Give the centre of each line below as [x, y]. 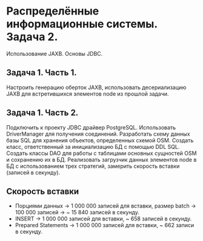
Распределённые [53, 11]
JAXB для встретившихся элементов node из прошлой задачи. [88, 94]
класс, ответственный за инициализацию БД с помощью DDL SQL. [93, 147]
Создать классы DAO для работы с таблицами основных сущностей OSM [101, 153]
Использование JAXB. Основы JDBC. [55, 53]
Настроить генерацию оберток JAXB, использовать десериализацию [96, 87]
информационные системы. [82, 24]
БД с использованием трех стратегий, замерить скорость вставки [93, 166]
